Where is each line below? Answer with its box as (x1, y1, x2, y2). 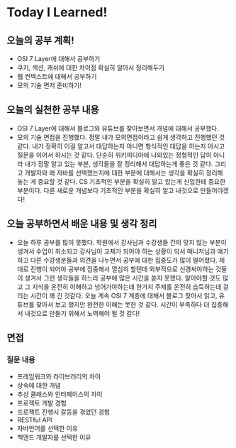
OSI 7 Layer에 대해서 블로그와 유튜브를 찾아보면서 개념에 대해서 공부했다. (16, 124, 219, 132)
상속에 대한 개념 (16, 381, 61, 390)
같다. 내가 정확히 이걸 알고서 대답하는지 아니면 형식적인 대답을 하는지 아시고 (16, 141, 225, 150)
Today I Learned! (6, 4, 108, 21)
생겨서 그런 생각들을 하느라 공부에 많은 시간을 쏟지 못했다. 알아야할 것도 (24, 273, 221, 282)
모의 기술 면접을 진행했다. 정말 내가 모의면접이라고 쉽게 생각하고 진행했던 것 (16, 133, 225, 141)
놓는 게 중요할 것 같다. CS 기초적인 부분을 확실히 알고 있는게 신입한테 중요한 (16, 177, 226, 185)
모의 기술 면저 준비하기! (16, 81, 82, 89)
